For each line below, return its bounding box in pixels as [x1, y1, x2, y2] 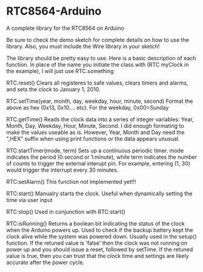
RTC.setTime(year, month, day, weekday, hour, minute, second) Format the [6, 97, 193, 105]
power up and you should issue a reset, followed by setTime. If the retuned [6, 245, 193, 253]
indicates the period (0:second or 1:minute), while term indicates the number [6, 153, 197, 161]
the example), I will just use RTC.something [6, 67, 114, 74]
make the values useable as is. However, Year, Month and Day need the [6, 128, 185, 136]
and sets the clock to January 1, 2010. [6, 85, 101, 92]
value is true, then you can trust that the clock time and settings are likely [6, 252, 189, 259]
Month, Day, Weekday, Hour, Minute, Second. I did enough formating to [6, 122, 184, 129]
